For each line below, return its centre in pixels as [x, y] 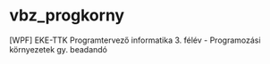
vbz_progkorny [67, 16]
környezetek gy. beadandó [58, 49]
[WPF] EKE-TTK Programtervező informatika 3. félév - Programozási [135, 40]
